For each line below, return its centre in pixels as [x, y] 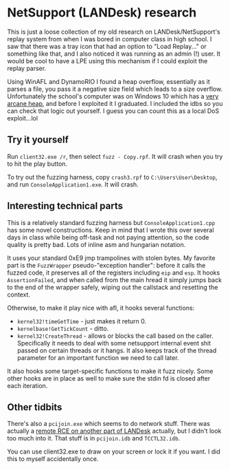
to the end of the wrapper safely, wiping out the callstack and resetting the [113, 287]
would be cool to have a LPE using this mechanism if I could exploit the [107, 61]
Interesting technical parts [65, 206]
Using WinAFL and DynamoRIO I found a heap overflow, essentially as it [109, 81]
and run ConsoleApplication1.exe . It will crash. [73, 184]
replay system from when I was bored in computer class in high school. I [110, 39]
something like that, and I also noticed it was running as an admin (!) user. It [114, 54]
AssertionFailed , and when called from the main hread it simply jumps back [114, 279]
